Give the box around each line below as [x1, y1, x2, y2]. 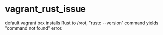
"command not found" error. [5, 25, 63, 31]
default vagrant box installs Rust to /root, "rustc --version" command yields [5, 20, 159, 26]
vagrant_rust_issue [5, 3, 86, 15]
